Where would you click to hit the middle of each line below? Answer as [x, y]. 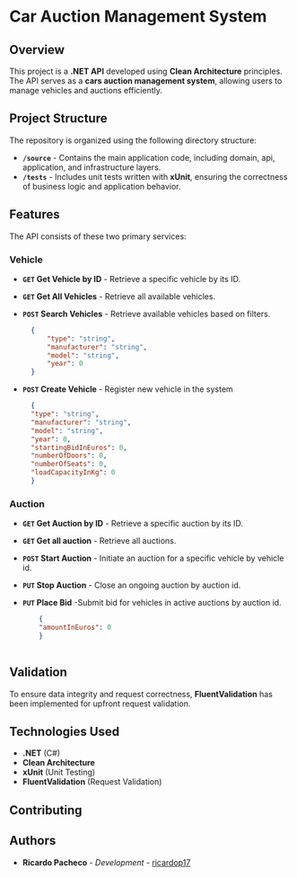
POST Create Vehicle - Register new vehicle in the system [127, 389]
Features [35, 214]
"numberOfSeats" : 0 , [69, 465]
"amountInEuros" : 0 [75, 628]
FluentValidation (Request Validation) [92, 782]
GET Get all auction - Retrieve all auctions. [99, 541]
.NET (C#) [41, 753]
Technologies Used [64, 731]
